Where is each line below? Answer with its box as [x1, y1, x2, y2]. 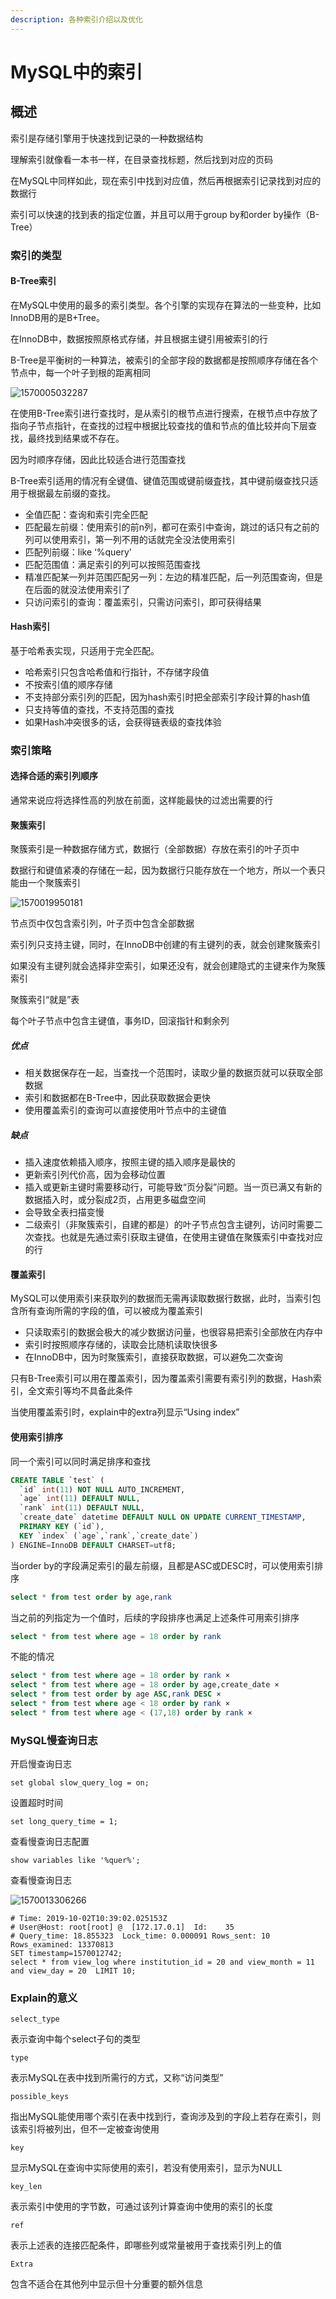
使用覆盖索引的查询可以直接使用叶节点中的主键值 [24, 1104, 227, 1116]
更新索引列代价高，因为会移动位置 [24, 1169, 166, 1181]
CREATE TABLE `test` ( [10, 1475, 105, 1485]
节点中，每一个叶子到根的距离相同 [10, 366, 151, 378]
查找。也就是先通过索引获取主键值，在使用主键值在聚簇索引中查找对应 [33, 1231, 323, 1243]
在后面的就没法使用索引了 [24, 583, 131, 595]
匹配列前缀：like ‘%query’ [24, 546, 132, 558]
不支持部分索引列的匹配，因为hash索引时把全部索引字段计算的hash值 [24, 691, 311, 703]
